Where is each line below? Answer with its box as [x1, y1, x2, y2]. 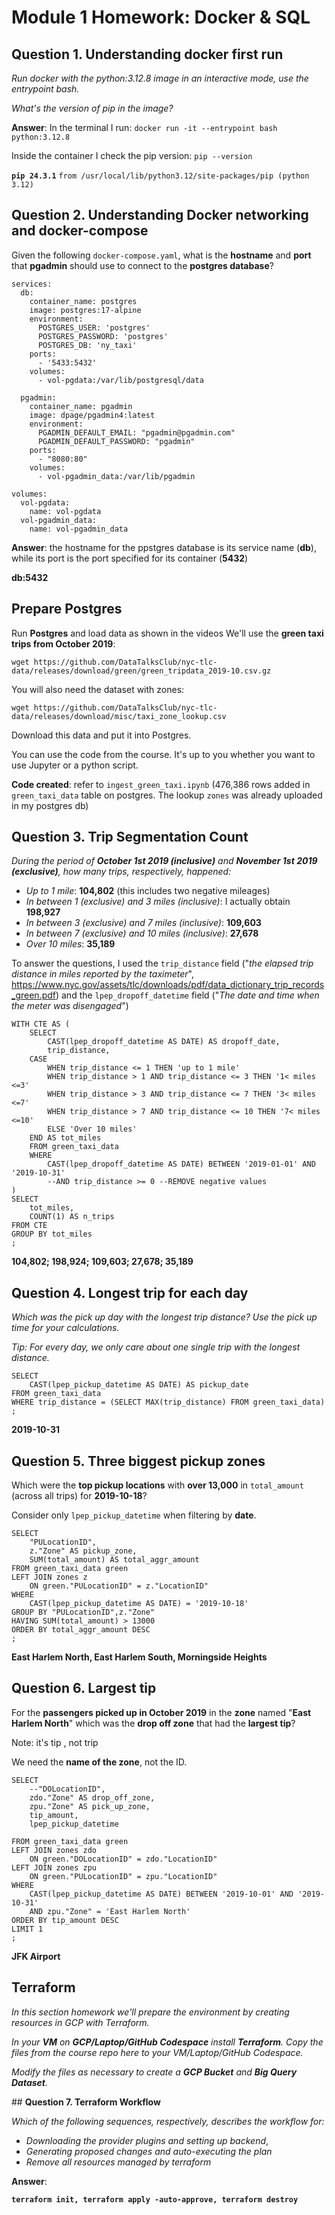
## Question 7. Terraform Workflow [11, 2096, 161, 2108]
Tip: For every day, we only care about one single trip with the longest [11, 1341, 301, 1353]
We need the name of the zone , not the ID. [11, 1756, 188, 1768]
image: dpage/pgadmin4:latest [29, 410, 156, 420]
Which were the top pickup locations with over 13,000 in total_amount [11, 1479, 304, 1491]
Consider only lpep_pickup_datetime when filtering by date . [11, 1509, 257, 1521]
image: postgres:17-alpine [29, 305, 142, 315]
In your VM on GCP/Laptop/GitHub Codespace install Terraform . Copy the [11, 2036, 324, 2048]
